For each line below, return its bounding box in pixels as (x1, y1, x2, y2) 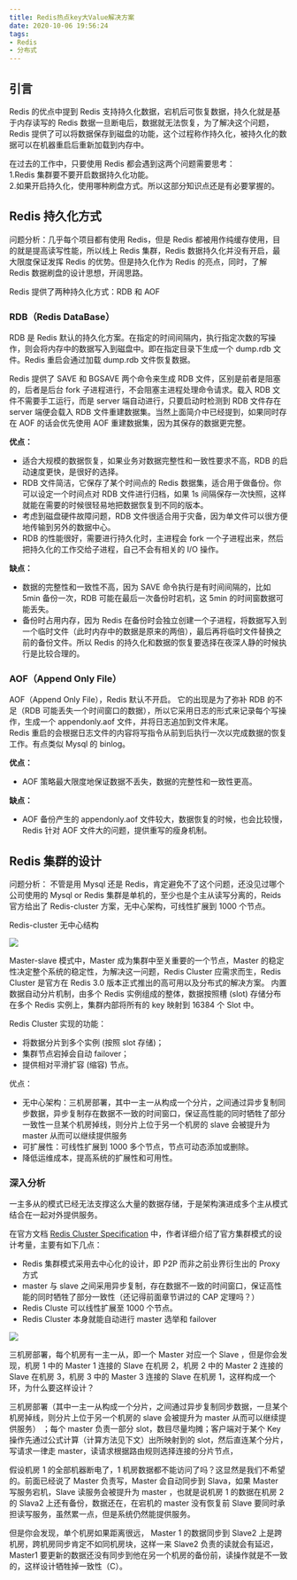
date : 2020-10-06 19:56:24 (9, 21, 109, 30)
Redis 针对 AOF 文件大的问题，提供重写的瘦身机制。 (21, 825, 212, 836)
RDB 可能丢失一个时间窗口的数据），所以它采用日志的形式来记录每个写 (24, 706, 279, 716)
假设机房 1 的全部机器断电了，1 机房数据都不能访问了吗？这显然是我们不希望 (9, 1465, 286, 1475)
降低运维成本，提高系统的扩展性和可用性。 (21, 1153, 178, 1163)
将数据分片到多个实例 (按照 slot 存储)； (21, 1037, 164, 1048)
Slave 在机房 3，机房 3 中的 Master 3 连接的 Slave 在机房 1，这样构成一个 (9, 1372, 277, 1382)
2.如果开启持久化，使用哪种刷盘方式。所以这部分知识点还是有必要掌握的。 (9, 180, 280, 191)
